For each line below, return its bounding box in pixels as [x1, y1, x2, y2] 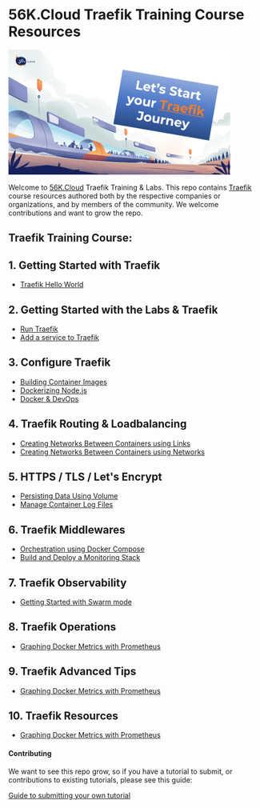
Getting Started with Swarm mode [19, 598, 132, 607]
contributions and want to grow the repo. [8, 208, 143, 218]
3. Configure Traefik [8, 356, 111, 370]
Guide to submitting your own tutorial [8, 790, 130, 800]
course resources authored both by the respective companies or [8, 190, 222, 201]
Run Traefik [19, 324, 58, 334]
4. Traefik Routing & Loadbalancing [8, 418, 187, 431]
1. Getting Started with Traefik [8, 258, 161, 272]
